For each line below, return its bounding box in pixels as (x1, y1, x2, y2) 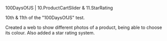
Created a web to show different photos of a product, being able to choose (5, 24, 162, 30)
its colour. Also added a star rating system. (5, 30, 95, 35)
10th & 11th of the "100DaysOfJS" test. (5, 15, 85, 20)
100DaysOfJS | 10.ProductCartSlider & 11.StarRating (5, 5, 113, 11)
